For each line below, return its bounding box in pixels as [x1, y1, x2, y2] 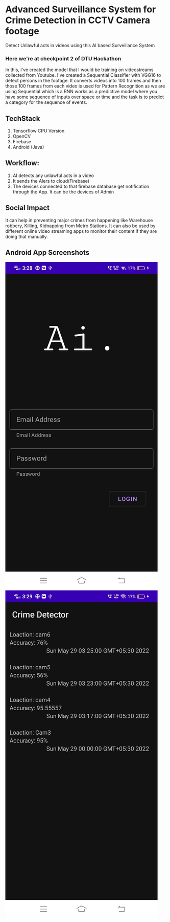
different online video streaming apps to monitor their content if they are [5, 228, 157, 234]
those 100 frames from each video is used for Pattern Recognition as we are [5, 83, 165, 89]
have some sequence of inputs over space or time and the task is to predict [5, 94, 164, 100]
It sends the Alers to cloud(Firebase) [12, 178, 90, 184]
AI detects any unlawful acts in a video [12, 172, 94, 179]
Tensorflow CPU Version [12, 128, 65, 134]
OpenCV [12, 133, 31, 139]
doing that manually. [5, 233, 48, 239]
